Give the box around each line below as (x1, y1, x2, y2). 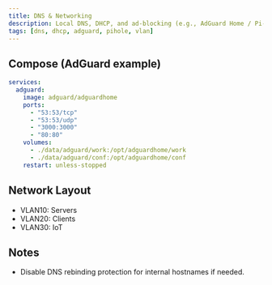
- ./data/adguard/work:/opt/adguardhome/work (29, 147, 186, 155)
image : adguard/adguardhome (23, 93, 117, 101)
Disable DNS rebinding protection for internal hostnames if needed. (19, 267, 245, 277)
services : (8, 79, 42, 87)
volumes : (23, 138, 53, 147)
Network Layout (8, 184, 91, 198)
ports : (23, 100, 45, 109)
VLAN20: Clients (19, 214, 76, 223)
